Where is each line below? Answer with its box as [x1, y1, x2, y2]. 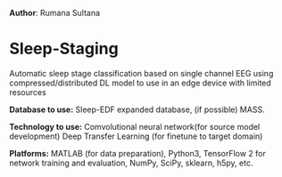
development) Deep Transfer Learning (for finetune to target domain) [9, 131, 263, 141]
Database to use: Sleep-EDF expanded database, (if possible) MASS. [9, 104, 265, 115]
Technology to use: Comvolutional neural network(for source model [9, 121, 261, 132]
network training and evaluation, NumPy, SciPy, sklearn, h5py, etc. [9, 157, 253, 168]
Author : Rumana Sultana [9, 8, 101, 18]
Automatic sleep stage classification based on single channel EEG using [9, 68, 274, 78]
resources [9, 86, 46, 97]
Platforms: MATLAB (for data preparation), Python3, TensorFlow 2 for [9, 148, 266, 158]
